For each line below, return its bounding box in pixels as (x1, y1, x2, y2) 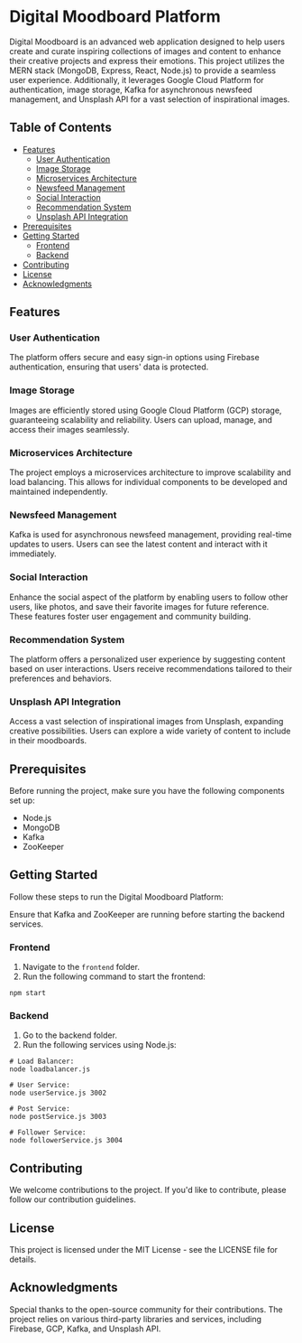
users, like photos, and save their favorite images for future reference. (9, 601, 270, 611)
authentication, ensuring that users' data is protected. (9, 361, 209, 372)
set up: (9, 795, 35, 806)
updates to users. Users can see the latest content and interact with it (9, 539, 268, 550)
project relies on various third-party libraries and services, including (9, 1313, 262, 1324)
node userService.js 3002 (9, 1088, 106, 1098)
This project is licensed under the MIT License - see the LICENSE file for (9, 1245, 278, 1255)
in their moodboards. (9, 735, 87, 746)
